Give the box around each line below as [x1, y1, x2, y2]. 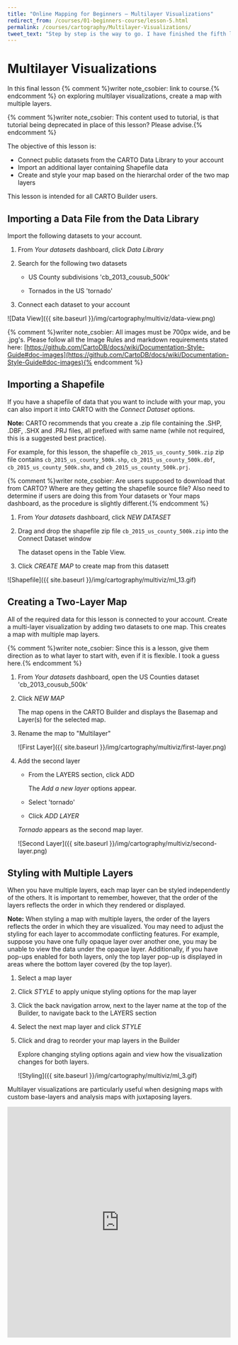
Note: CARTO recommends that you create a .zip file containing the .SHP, [7, 418, 222, 427]
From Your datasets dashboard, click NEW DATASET [17, 513, 171, 521]
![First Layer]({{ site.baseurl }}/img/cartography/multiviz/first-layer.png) [17, 743, 227, 751]
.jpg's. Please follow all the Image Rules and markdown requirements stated [7, 335, 229, 344]
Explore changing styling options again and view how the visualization [17, 1050, 222, 1059]
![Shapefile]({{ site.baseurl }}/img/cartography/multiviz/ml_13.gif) [7, 575, 196, 584]
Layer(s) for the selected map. [17, 715, 106, 724]
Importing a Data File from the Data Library [7, 212, 200, 224]
